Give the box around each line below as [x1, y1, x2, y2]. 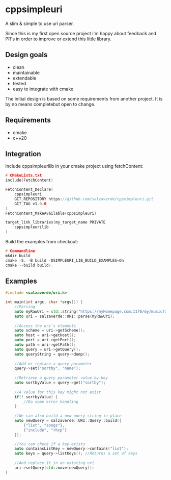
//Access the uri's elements [14, 323, 76, 329]
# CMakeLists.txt [5, 173, 42, 178]
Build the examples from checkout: [5, 239, 78, 244]
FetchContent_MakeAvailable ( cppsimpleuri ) [5, 211, 97, 216]
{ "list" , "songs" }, [23, 422, 65, 428]
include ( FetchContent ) [5, 178, 53, 183]
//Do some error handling [23, 399, 79, 404]
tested [12, 80, 26, 86]
